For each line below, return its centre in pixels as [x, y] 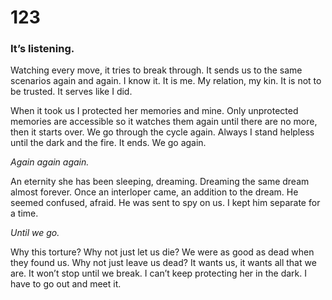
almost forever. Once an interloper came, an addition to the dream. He [154, 192]
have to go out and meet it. [66, 284]
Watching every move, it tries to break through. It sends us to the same [156, 70]
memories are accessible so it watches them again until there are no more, [164, 122]
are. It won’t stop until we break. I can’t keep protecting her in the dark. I [158, 273]
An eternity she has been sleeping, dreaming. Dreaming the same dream [160, 182]
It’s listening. [42, 49]
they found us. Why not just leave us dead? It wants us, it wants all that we [163, 263]
